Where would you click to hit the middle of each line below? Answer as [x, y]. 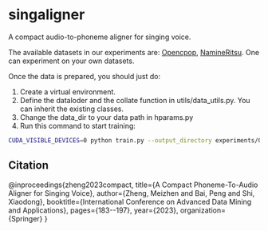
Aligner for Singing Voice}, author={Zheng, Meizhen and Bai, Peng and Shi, [132, 193]
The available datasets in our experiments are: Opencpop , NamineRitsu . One [134, 52]
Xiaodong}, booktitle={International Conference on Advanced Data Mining [130, 201]
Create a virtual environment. [67, 92]
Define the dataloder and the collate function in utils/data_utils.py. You [135, 100]
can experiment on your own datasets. [71, 61]
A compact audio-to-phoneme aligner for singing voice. [100, 37]
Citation [29, 165]
